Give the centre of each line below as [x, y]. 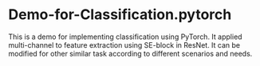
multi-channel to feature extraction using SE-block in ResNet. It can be [124, 45]
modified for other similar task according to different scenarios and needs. [130, 53]
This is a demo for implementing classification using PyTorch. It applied [125, 37]
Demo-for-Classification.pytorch [120, 15]
